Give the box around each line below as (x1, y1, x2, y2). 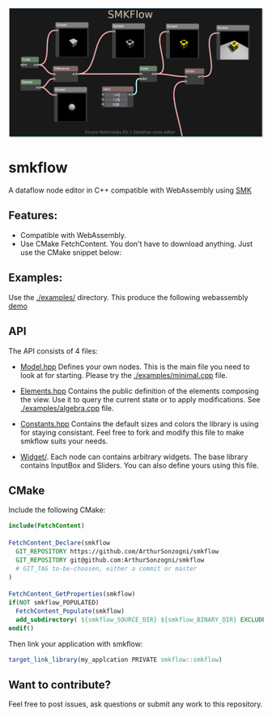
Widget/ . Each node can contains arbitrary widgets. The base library (19, 452, 249, 461)
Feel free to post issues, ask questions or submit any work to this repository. (8, 699, 263, 709)
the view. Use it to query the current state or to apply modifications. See (19, 394, 261, 404)
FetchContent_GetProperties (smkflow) (8, 590, 136, 598)
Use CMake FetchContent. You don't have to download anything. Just (19, 239, 253, 248)
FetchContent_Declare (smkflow (8, 539, 111, 547)
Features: (8, 209, 58, 223)
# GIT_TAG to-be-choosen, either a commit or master (15, 564, 198, 573)
